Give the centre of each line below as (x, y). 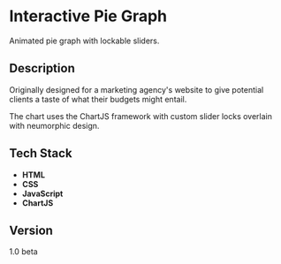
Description (42, 68)
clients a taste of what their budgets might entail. (98, 99)
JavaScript (42, 193)
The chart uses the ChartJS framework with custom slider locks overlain (140, 116)
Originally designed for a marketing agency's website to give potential (137, 89)
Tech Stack (41, 153)
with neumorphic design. (54, 125)
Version (31, 230)
